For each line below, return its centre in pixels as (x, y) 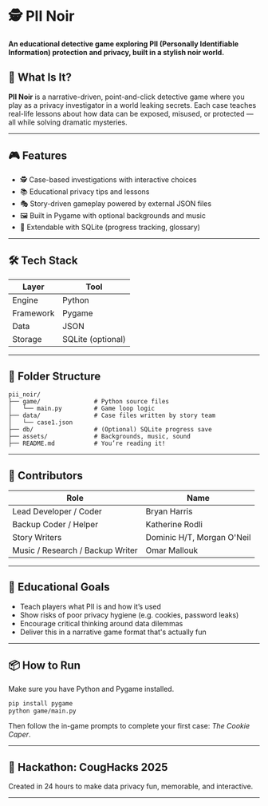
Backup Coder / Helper (55, 524)
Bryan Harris (169, 511)
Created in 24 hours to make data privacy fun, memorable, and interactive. (131, 786)
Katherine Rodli (174, 524)
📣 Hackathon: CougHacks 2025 (88, 767)
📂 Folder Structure (55, 376)
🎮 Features (38, 156)
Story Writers (37, 537)
